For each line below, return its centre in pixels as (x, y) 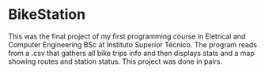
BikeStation (47, 15)
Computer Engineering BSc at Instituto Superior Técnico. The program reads (132, 44)
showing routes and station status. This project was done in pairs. (115, 61)
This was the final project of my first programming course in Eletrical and (127, 36)
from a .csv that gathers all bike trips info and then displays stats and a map (132, 53)
